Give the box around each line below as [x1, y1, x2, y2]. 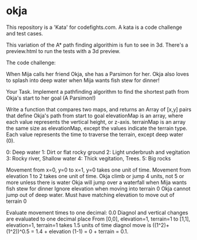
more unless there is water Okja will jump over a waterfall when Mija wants [6, 179, 187, 186]
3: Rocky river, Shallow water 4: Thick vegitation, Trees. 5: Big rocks [6, 154, 171, 162]
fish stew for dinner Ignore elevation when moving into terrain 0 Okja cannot [6, 185, 191, 192]
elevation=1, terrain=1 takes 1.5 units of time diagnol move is [6, 221, 152, 228]
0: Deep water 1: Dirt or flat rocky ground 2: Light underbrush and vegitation [6, 149, 190, 156]
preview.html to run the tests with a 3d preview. [6, 47, 121, 54]
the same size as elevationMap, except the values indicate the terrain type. [6, 124, 188, 131]
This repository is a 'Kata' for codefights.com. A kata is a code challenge [6, 24, 182, 31]
